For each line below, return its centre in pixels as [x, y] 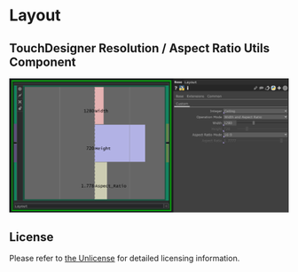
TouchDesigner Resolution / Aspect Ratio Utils [140, 48]
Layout [35, 16]
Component [43, 62]
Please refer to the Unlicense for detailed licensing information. [125, 259]
